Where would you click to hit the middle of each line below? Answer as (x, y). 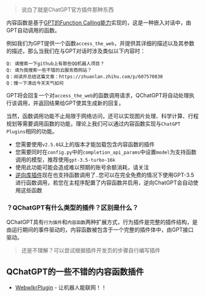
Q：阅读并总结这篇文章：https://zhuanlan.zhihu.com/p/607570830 (85, 77)
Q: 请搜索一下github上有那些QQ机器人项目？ (56, 64)
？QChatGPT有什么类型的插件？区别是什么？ (73, 208)
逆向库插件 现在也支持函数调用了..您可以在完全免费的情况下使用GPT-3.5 (105, 175)
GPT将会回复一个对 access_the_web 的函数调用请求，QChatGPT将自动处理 (98, 95)
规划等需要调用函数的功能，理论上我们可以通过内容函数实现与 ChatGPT (94, 124)
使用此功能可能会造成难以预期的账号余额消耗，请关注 (82, 167)
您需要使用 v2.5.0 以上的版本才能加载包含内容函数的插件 (85, 144)
